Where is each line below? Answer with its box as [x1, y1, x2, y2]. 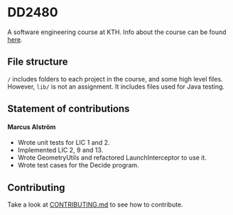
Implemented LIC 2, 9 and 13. [17, 146, 104, 155]
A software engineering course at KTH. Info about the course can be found [7, 28, 227, 36]
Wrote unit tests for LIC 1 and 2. [17, 138, 110, 147]
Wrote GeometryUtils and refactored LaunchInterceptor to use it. [17, 153, 207, 162]
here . [7, 35, 23, 43]
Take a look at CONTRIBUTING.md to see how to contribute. [7, 200, 183, 209]
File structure [7, 56, 68, 68]
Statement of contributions [7, 103, 130, 115]
